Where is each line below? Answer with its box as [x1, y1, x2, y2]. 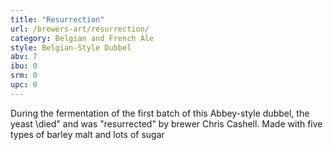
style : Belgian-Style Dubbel [10, 42, 132, 53]
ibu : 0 [10, 61, 38, 71]
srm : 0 [10, 71, 38, 81]
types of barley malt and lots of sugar [10, 128, 165, 140]
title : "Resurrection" [10, 14, 105, 25]
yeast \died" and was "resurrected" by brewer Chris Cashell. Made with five [10, 117, 323, 130]
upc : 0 [10, 80, 38, 90]
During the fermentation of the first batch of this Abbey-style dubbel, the [10, 107, 310, 119]
